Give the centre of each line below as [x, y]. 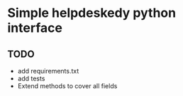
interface [35, 28]
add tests [31, 78]
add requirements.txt [48, 71]
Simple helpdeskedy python [91, 13]
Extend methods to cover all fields [67, 86]
